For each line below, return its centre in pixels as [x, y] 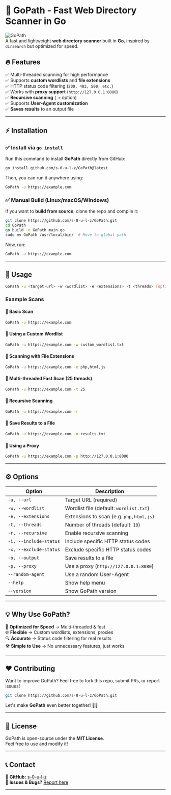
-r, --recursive [27, 533]
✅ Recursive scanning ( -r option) [41, 97]
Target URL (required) [91, 500]
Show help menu [85, 582]
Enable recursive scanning [97, 533]
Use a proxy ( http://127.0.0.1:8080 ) [109, 566]
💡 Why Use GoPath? [38, 614]
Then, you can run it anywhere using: [44, 178]
